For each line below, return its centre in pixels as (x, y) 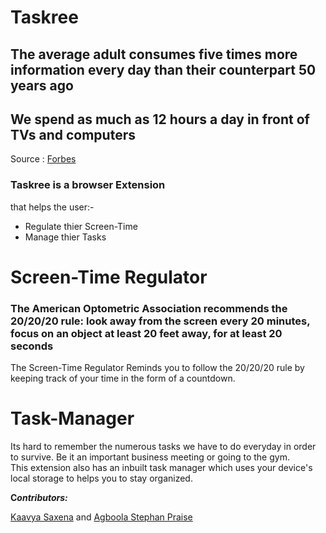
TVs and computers (73, 134)
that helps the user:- (52, 207)
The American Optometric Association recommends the (149, 308)
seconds (32, 346)
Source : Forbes (43, 159)
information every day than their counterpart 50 (163, 69)
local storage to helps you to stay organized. (101, 478)
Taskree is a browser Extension (88, 185)
